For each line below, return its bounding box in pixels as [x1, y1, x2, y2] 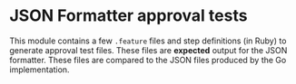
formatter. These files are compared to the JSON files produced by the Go [9, 54, 287, 65]
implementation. [9, 64, 70, 75]
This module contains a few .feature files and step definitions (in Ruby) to [9, 35, 287, 46]
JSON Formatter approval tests [9, 5, 248, 26]
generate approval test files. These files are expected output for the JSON [9, 44, 288, 55]
